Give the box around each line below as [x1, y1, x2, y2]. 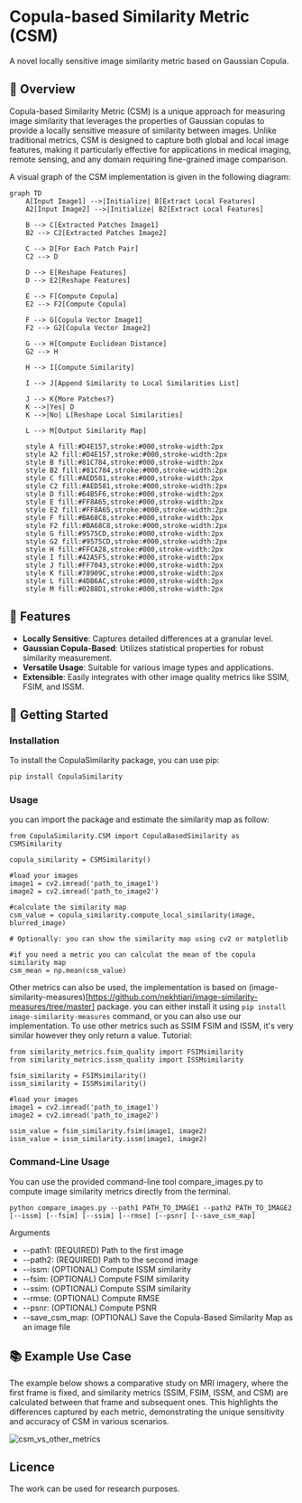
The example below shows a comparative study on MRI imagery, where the [9, 1377, 288, 1388]
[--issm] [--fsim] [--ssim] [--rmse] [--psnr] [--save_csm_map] [9, 1211, 256, 1220]
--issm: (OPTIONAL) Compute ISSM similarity [22, 1263, 192, 1274]
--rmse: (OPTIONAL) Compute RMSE [22, 1292, 160, 1303]
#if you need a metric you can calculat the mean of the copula [9, 950, 256, 959]
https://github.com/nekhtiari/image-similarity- [88, 992, 259, 1003]
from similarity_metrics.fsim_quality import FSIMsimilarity [9, 1047, 244, 1057]
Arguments [9, 1227, 51, 1238]
